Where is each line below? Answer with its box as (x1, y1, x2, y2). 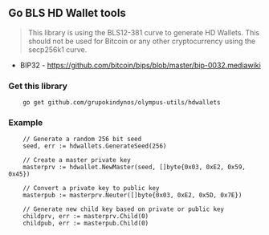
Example (8, 117, 43, 128)
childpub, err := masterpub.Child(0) (22, 220, 149, 228)
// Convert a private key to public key (22, 184, 160, 192)
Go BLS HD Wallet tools (8, 6, 126, 20)
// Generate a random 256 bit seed (22, 136, 142, 144)
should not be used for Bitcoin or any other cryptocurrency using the (27, 36, 255, 46)
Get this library (8, 80, 68, 91)
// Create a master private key (22, 156, 131, 164)
